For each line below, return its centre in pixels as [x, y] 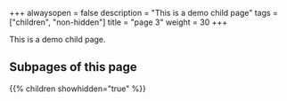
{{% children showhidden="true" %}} [78, 89]
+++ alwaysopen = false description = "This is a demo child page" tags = [144, 13]
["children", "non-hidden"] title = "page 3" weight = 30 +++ [119, 22]
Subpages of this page [74, 67]
